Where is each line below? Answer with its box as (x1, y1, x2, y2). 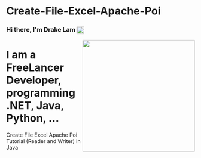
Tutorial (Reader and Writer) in (6, 137, 81, 144)
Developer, (6, 73, 62, 87)
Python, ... (6, 111, 60, 125)
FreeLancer (6, 61, 65, 74)
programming (6, 86, 76, 100)
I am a (6, 48, 36, 61)
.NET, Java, (6, 98, 64, 112)
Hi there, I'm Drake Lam (6, 26, 76, 34)
